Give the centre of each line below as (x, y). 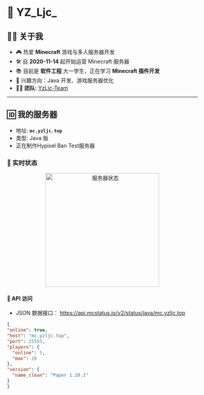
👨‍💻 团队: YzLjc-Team (42, 88)
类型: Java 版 (32, 138)
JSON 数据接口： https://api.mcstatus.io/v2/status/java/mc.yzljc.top (100, 313)
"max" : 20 (25, 358)
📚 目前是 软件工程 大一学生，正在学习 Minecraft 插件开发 (87, 71)
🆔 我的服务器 (32, 115)
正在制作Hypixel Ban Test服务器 (55, 146)
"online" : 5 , (29, 353)
